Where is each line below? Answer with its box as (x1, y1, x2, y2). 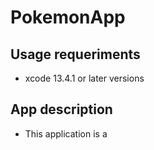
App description (10, 101, 113, 118)
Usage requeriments (10, 46, 141, 63)
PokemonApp (10, 6, 126, 29)
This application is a (24, 127, 108, 140)
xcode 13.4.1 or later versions (24, 72, 145, 84)
